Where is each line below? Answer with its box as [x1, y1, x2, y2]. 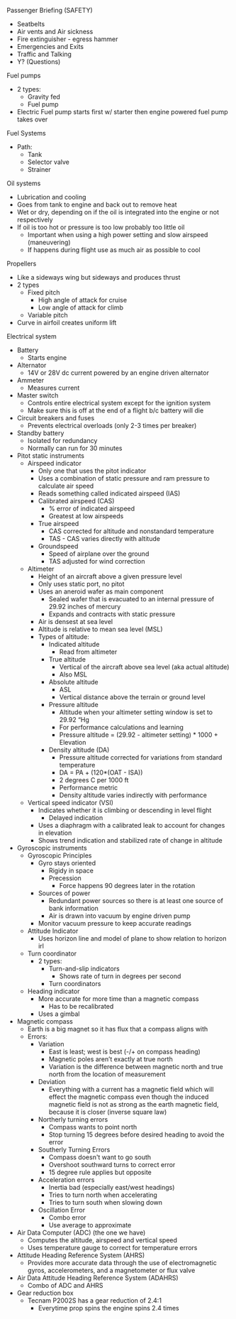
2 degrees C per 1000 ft [59, 776, 129, 784]
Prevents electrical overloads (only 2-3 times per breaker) [27, 422, 197, 429]
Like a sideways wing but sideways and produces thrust [16, 273, 181, 281]
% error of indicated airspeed [48, 504, 135, 513]
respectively [16, 216, 54, 224]
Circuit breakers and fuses [16, 414, 95, 422]
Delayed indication [48, 814, 103, 822]
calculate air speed [38, 482, 94, 490]
